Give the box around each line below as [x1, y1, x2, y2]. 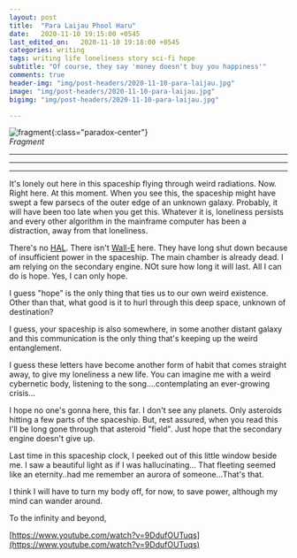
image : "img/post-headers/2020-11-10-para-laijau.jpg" [9, 87, 216, 96]
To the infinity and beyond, [9, 513, 107, 524]
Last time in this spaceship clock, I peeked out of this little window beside [9, 450, 278, 461]
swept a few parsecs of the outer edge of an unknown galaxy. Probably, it [9, 197, 278, 208]
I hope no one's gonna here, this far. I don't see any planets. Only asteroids [9, 405, 283, 416]
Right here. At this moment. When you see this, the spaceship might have [9, 187, 277, 199]
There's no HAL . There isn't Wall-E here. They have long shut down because [9, 242, 288, 253]
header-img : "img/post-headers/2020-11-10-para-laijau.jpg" [9, 79, 236, 88]
